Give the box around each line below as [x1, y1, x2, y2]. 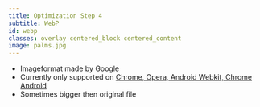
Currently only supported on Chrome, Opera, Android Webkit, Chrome [19, 72, 252, 82]
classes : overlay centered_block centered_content [8, 34, 182, 43]
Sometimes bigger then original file [19, 89, 137, 99]
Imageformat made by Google [19, 64, 120, 73]
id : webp [8, 27, 38, 35]
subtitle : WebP [8, 19, 60, 27]
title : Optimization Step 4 [8, 11, 103, 20]
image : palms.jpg [8, 42, 67, 50]
